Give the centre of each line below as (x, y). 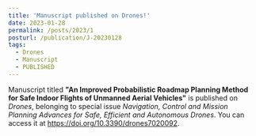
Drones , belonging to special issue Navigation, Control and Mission (118, 106)
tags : (17, 45)
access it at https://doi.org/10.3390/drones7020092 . (94, 123)
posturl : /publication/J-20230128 (65, 38)
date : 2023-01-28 (37, 23)
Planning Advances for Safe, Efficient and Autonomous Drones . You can (126, 115)
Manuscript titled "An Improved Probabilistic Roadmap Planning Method (128, 89)
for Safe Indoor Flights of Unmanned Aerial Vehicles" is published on (123, 98)
